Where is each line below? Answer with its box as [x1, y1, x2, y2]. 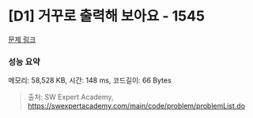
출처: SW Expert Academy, [27, 92, 114, 102]
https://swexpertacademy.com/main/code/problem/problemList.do [27, 101, 246, 111]
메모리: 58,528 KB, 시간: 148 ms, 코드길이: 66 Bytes [8, 76, 172, 85]
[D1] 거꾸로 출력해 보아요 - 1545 [8, 7, 206, 25]
